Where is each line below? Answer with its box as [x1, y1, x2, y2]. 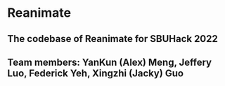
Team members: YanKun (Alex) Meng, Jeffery [7, 56, 212, 68]
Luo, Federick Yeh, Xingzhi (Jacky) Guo [7, 67, 184, 79]
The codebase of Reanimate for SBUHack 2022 [7, 33, 218, 45]
